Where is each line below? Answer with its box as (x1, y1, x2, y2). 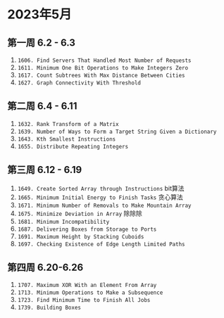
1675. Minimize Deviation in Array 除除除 (17, 209, 142, 217)
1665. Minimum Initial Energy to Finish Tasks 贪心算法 (17, 193, 183, 201)
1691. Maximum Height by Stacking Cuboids (17, 233, 144, 240)
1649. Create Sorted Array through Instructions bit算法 (17, 184, 185, 192)
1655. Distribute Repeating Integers (17, 143, 129, 150)
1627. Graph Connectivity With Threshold (17, 79, 141, 87)
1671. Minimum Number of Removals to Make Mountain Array (17, 202, 192, 209)
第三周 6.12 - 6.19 (7, 164, 82, 176)
